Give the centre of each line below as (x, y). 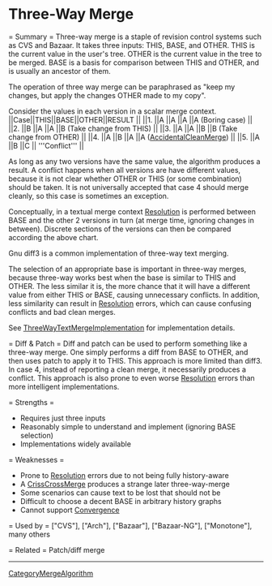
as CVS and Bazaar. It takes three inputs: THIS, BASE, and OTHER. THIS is (132, 45)
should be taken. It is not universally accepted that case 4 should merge (129, 187)
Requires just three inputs (63, 418)
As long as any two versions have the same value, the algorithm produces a (134, 161)
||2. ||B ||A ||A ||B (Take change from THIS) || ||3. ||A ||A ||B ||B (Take (123, 128)
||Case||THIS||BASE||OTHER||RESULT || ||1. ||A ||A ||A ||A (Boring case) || (130, 119)
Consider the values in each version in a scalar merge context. (113, 111)
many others (30, 534)
